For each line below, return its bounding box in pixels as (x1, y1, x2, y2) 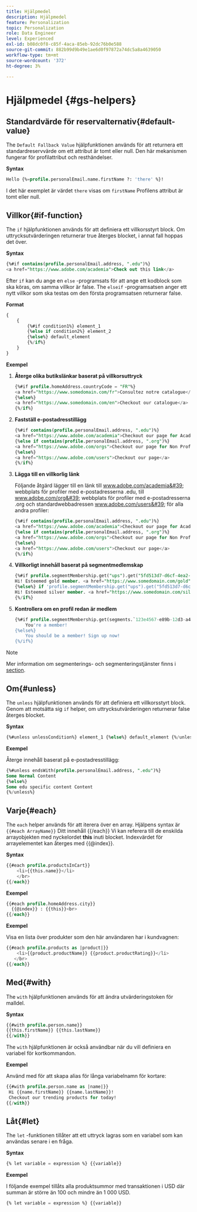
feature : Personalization (6, 19, 69, 25)
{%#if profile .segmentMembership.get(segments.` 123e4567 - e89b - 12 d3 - (14, 617, 186, 622)
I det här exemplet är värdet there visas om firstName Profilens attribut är (6, 187, 184, 194)
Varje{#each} (6, 805, 57, 815)
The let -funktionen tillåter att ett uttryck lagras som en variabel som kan (6, 1132, 183, 1139)
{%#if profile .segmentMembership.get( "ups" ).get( (14, 573, 139, 579)
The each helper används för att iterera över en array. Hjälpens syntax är (6, 821, 181, 828)
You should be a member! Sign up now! (25, 633, 120, 639)
